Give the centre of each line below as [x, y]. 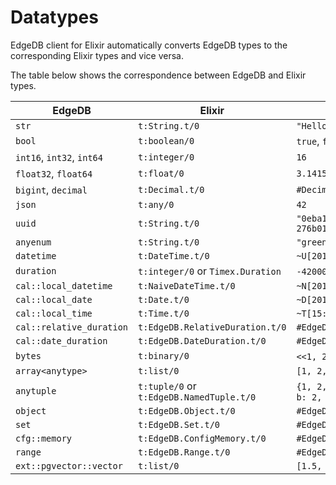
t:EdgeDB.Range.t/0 [184, 452]
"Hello [312, 125]
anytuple [36, 390]
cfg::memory [44, 438]
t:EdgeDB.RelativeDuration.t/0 [212, 327]
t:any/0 [156, 204]
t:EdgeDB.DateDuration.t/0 [202, 340]
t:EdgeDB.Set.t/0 [179, 424]
